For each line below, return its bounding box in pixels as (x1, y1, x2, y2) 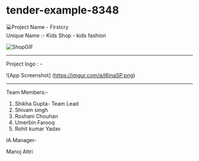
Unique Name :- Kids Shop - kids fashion (6, 32, 107, 39)
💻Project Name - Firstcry (6, 23, 69, 30)
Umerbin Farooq (14, 119, 55, 126)
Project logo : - (6, 60, 43, 67)
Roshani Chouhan (14, 113, 58, 120)
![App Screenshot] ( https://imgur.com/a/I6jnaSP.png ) (6, 71, 136, 78)
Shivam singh (14, 106, 49, 113)
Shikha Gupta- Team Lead (14, 100, 79, 107)
